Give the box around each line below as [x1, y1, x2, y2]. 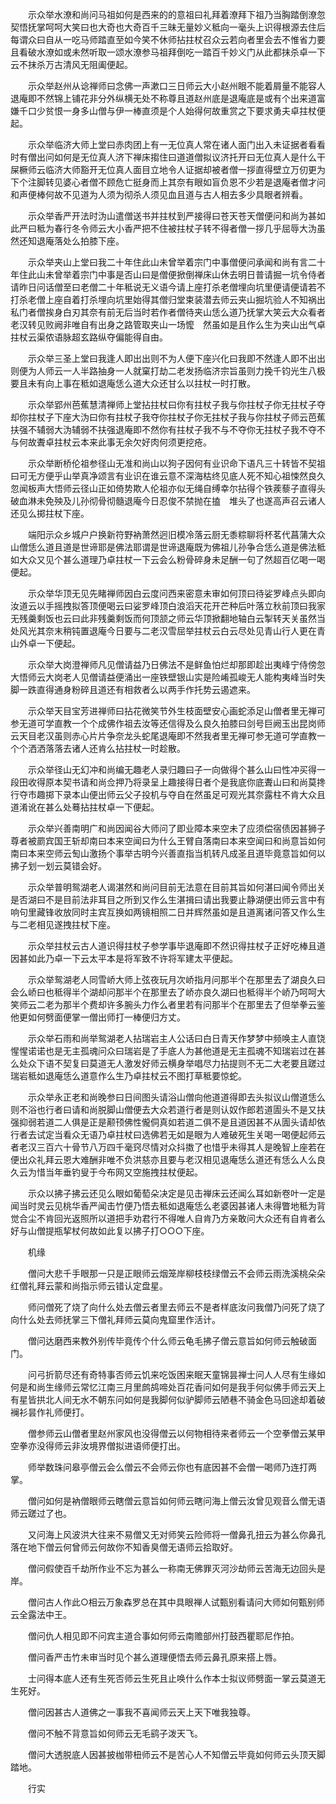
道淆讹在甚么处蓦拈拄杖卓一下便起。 [10, 801, 160, 813]
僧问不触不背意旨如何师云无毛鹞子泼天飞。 [27, 1728, 203, 1739]
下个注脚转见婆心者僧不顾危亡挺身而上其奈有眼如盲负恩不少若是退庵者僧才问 [10, 176, 326, 188]
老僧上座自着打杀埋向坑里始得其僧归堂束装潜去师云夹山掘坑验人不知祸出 [27, 294, 326, 305]
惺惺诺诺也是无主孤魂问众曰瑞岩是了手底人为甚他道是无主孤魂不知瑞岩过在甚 [10, 1045, 326, 1057]
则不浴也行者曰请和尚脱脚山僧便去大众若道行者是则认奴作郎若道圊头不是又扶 [10, 1104, 326, 1115]
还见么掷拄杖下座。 [10, 508, 90, 519]
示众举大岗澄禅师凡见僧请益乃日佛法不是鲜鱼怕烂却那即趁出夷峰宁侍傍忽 [27, 659, 326, 670]
